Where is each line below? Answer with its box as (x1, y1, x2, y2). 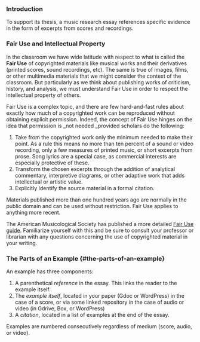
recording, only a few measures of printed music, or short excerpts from (14, 146, 193, 154)
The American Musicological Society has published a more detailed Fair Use (6, 220, 194, 227)
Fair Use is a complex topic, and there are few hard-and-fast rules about (6, 103, 184, 110)
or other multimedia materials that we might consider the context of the (6, 72, 181, 80)
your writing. (6, 239, 38, 246)
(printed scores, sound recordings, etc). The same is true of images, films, (6, 66, 189, 73)
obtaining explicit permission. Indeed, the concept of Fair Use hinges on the (6, 115, 193, 123)
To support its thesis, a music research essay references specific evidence (6, 19, 190, 26)
